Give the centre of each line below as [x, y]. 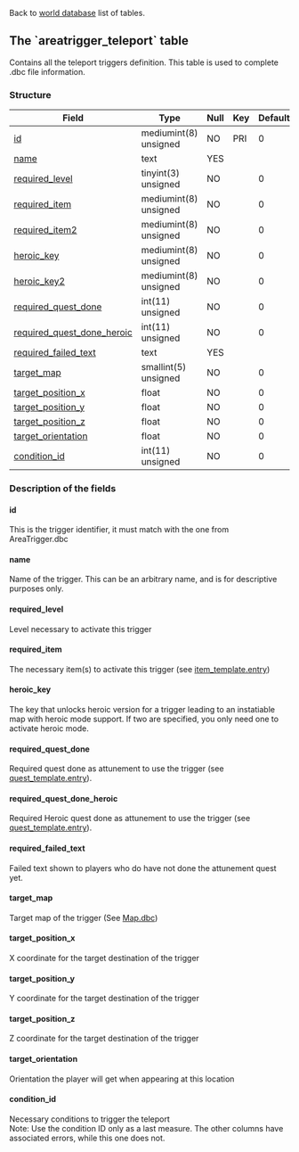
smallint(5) [164, 367]
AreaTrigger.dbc [39, 539]
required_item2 [45, 230]
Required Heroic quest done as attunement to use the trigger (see [130, 819]
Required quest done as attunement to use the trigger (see [117, 769]
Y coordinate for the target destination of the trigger [105, 999]
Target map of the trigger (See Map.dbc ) [84, 917]
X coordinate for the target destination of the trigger [105, 959]
